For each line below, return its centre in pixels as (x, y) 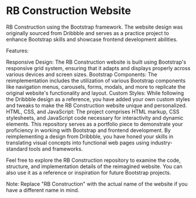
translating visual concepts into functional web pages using (78, 143)
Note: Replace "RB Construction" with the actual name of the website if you (97, 184)
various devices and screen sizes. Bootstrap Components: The (82, 74)
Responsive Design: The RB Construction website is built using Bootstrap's (96, 62)
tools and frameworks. (56, 149)
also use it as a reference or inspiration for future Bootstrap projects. (89, 172)
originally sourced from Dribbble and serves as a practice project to (88, 33)
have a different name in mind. (43, 190)
